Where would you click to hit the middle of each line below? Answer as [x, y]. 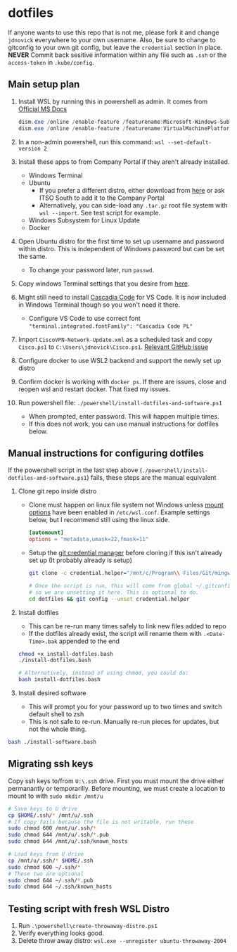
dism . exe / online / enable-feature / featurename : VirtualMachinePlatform [125, 128]
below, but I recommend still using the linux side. [99, 520]
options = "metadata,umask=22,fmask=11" [89, 540]
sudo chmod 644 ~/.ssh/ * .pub [51, 880]
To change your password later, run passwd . [91, 269]
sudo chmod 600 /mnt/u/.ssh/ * [52, 828]
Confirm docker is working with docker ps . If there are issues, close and [122, 381]
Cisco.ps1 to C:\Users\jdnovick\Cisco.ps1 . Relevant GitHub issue [113, 347]
